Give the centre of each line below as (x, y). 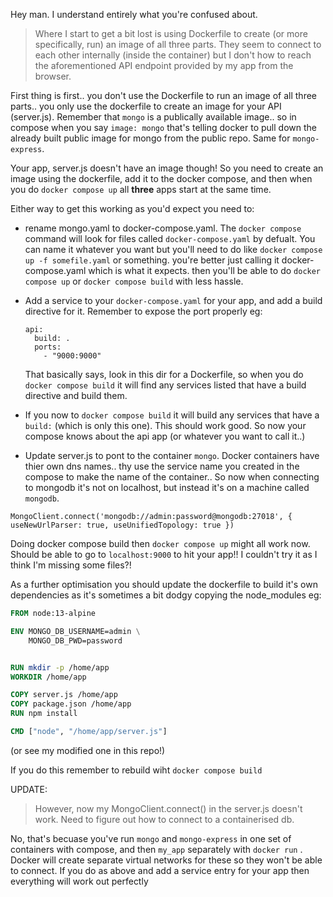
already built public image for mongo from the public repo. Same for (150, 138)
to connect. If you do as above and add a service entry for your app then (160, 870)
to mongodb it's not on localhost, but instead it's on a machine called (167, 487)
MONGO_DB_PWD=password (75, 640)
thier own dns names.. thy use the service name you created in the (162, 466)
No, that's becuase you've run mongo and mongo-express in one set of (151, 838)
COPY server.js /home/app (64, 695)
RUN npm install (44, 714)
